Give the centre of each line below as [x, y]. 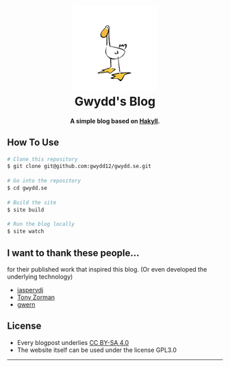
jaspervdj [30, 290]
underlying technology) [40, 277]
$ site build [26, 210]
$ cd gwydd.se [27, 188]
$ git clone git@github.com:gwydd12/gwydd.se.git [79, 166]
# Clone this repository [42, 159]
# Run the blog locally [41, 224]
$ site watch [26, 232]
